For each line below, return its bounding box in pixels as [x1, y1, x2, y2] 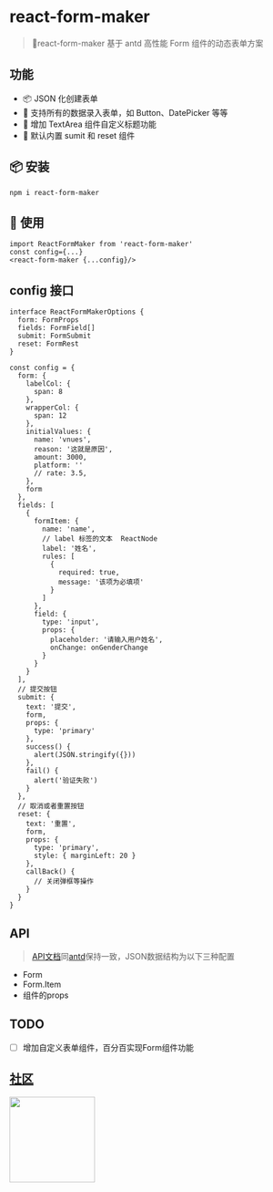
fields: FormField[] [17, 324, 96, 333]
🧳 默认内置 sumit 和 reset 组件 [22, 130, 135, 140]
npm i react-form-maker [9, 188, 100, 197]
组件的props [22, 990, 69, 1000]
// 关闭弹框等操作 [33, 877, 94, 886]
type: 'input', [42, 617, 100, 627]
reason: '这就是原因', [33, 445, 114, 454]
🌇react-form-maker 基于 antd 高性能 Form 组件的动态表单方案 [31, 37, 264, 48]
